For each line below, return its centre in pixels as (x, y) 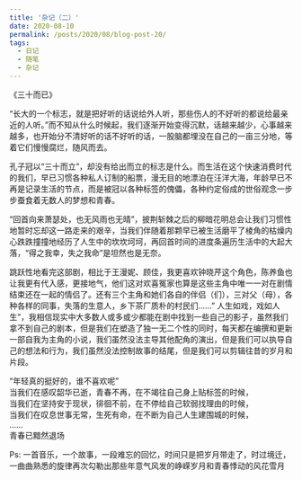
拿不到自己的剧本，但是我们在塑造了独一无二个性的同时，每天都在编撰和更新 (151, 328)
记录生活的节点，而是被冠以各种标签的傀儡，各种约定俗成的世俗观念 (151, 189)
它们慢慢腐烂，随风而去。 (64, 147)
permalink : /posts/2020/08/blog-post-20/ (88, 34)
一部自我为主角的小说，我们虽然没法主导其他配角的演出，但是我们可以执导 (147, 339)
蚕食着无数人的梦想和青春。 (68, 200)
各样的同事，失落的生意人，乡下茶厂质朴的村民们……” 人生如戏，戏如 (144, 306)
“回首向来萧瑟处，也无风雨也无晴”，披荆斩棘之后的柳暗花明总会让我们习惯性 (151, 219)
